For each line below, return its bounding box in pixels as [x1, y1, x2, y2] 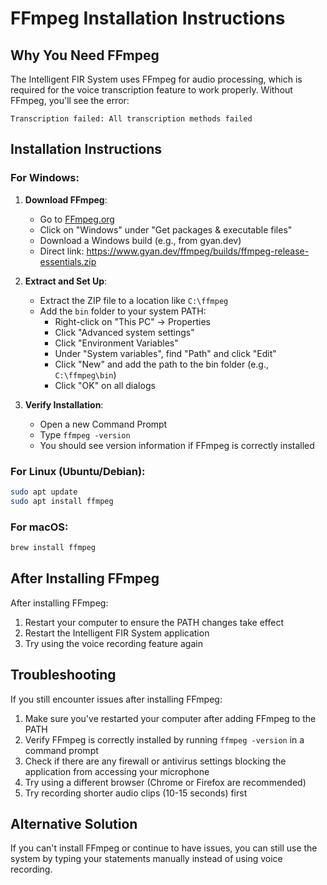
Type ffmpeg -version [39, 428, 131, 441]
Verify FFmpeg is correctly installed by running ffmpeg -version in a [24, 733, 305, 746]
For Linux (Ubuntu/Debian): [10, 464, 146, 478]
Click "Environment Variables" [54, 337, 179, 349]
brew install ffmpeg [10, 543, 97, 553]
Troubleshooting [10, 667, 117, 684]
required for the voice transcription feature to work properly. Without [10, 84, 293, 96]
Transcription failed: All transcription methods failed [10, 114, 253, 124]
